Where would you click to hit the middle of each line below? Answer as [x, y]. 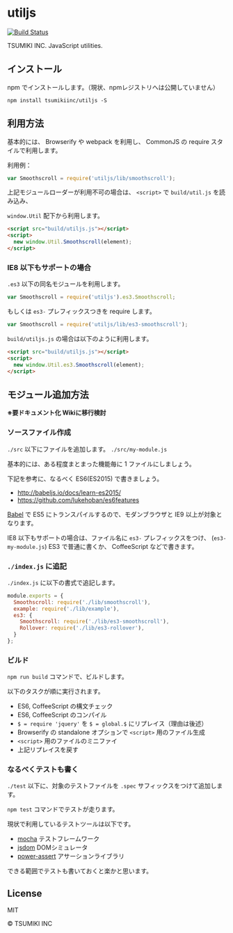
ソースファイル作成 [39, 433]
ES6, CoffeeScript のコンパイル [62, 715]
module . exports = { [35, 596]
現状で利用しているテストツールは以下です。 [71, 824]
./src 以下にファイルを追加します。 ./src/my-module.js [87, 449]
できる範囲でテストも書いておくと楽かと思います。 [80, 871]
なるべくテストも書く [43, 769]
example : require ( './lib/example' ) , [66, 609]
